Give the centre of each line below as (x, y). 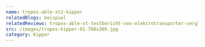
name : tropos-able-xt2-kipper (44, 12)
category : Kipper (28, 35)
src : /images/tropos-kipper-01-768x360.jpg (62, 29)
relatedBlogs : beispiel (36, 18)
